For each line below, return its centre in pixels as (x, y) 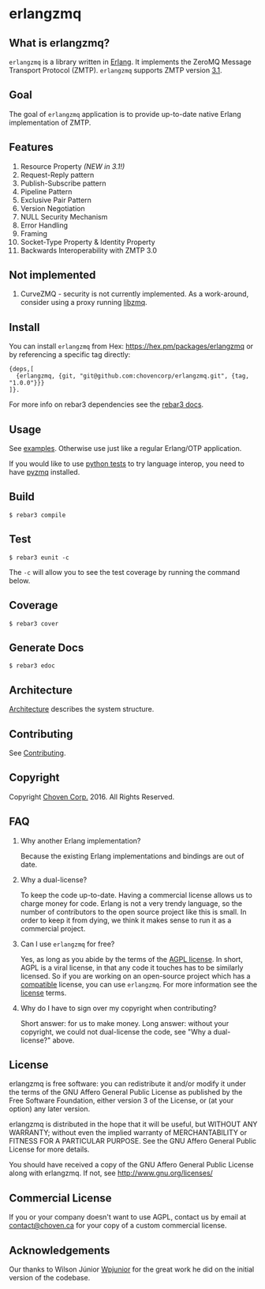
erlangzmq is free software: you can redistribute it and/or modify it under (128, 1084)
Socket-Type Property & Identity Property (88, 242)
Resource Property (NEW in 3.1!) (73, 166)
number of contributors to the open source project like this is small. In (133, 911)
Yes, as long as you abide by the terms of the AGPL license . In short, (131, 959)
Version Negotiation (52, 208)
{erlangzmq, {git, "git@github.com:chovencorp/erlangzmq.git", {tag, (132, 376)
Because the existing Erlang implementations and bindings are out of (132, 856)
